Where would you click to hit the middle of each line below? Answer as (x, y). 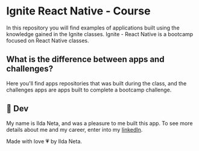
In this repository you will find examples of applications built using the (93, 28)
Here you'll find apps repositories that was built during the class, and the (96, 83)
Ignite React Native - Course (78, 11)
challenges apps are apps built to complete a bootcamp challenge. (89, 90)
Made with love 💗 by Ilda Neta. (44, 141)
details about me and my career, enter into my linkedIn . (74, 129)
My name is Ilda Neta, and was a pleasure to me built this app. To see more (99, 123)
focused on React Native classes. (48, 40)
